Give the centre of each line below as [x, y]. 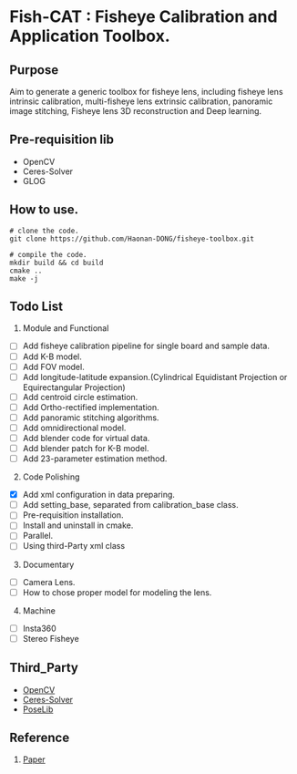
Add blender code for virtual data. [86, 438]
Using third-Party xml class [74, 546]
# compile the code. [49, 254]
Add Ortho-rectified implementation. [91, 407]
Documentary [48, 564]
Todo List [36, 307]
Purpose [34, 70]
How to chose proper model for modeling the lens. [117, 592]
